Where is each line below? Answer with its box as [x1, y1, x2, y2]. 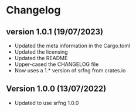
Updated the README [14, 55, 68, 61]
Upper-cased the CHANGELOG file [14, 61, 99, 68]
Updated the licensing [14, 48, 69, 55]
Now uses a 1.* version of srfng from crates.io [14, 67, 126, 73]
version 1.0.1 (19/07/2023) [6, 27, 104, 37]
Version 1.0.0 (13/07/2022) [6, 84, 107, 94]
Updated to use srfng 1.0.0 [14, 99, 79, 106]
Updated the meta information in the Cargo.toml [14, 42, 131, 49]
